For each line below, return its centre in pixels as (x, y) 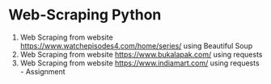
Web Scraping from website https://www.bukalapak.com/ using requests (141, 54)
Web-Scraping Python (85, 15)
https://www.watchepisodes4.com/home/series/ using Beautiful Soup (136, 45)
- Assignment (43, 71)
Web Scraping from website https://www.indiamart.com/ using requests (140, 63)
